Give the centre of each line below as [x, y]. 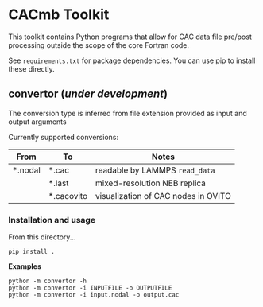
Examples [25, 266]
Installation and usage [52, 220]
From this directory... [42, 237]
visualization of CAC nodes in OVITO [163, 196]
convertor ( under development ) [88, 94]
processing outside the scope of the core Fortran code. [99, 45]
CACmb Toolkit [59, 15]
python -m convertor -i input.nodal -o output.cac [94, 295]
